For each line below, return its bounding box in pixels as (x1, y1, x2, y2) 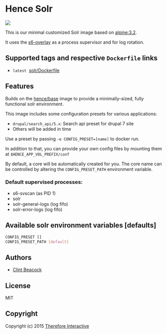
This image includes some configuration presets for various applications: (5, 110, 157, 117)
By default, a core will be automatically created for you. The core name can (5, 161, 162, 167)
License (5, 281, 31, 290)
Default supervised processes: (5, 178, 83, 185)
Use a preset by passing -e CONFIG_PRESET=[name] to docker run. (5, 135, 140, 142)
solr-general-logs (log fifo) (12, 201, 68, 207)
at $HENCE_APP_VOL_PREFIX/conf (5, 151, 70, 157)
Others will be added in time (12, 126, 72, 132)
